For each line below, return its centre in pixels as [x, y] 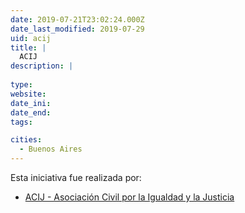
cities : [26, 140]
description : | [42, 66]
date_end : [31, 112]
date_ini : [31, 103]
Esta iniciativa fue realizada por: [76, 177]
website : [28, 94]
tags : [21, 122]
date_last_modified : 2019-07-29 [77, 29]
